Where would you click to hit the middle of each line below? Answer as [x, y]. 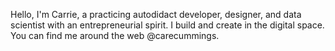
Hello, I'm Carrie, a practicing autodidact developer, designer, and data [156, 14]
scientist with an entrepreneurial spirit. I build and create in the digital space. [167, 25]
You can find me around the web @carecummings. [115, 35]
